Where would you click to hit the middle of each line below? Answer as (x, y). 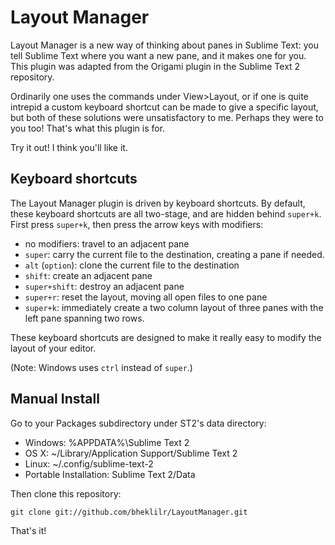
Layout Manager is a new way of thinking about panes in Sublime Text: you (164, 45)
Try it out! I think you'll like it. (69, 147)
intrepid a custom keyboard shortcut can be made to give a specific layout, (164, 107)
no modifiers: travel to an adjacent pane (107, 243)
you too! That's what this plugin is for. (88, 128)
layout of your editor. (53, 348)
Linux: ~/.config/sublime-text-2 (89, 463)
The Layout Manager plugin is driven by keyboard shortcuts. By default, (158, 203)
